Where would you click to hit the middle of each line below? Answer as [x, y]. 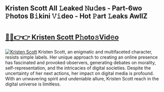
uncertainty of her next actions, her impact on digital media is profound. [80, 73]
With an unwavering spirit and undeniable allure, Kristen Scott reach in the [82, 79]
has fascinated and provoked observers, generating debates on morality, [80, 62]
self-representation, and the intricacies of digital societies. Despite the [78, 68]
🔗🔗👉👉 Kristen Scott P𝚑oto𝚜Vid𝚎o [62, 37]
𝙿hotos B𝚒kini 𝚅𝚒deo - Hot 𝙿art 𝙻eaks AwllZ [76, 16]
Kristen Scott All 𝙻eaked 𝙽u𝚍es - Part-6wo [74, 8]
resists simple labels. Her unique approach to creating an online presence [81, 57]
